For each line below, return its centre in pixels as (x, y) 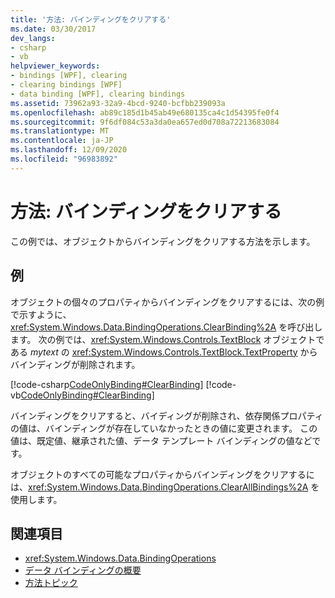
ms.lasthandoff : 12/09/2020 (69, 150)
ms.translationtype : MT (60, 131)
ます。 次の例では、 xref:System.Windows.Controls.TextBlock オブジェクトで (167, 339)
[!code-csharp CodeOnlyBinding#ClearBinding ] (107, 384)
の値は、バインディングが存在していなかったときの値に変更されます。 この (164, 428)
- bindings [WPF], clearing (69, 76)
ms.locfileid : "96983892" (64, 159)
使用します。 (36, 499)
